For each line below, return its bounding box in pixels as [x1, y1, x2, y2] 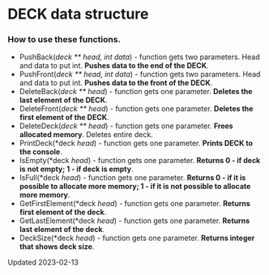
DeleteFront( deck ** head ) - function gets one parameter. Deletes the [19, 104, 254, 114]
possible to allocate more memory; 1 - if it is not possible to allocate [19, 182, 251, 191]
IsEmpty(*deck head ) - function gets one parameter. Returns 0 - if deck [19, 156, 261, 165]
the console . [19, 147, 62, 157]
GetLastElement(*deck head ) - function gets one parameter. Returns [19, 216, 250, 226]
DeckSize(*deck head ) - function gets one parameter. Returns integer [19, 233, 255, 243]
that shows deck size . [19, 242, 95, 251]
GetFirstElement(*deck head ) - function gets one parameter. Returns [19, 199, 250, 208]
